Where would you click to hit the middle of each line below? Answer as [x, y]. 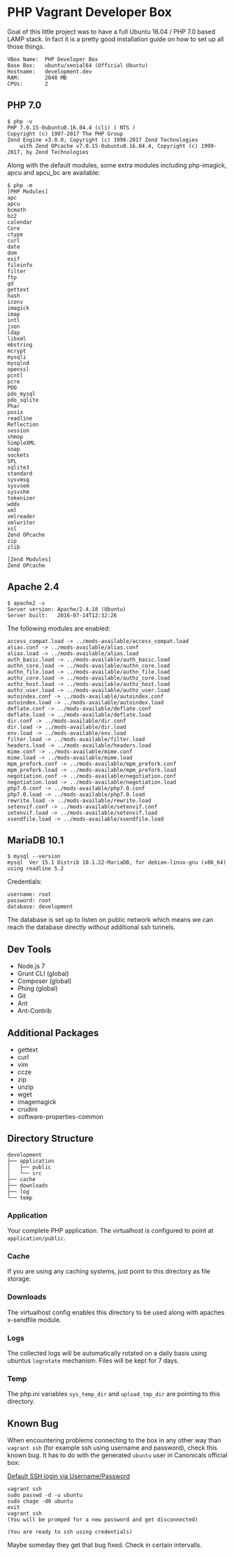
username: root [29, 895]
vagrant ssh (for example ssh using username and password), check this [112, 1448]
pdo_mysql [22, 394]
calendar [20, 222]
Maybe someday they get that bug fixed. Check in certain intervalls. [105, 1545]
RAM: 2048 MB [37, 78]
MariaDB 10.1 [36, 840]
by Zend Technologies [57, 152]
